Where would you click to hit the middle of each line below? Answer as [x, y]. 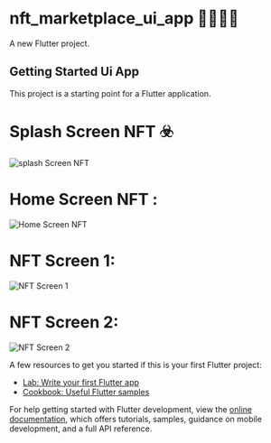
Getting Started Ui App [75, 72]
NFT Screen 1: [62, 260]
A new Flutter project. [50, 43]
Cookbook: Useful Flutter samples [86, 392]
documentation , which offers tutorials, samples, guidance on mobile [135, 419]
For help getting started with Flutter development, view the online [131, 409]
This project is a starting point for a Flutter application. [110, 93]
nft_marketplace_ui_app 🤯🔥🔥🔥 [124, 18]
